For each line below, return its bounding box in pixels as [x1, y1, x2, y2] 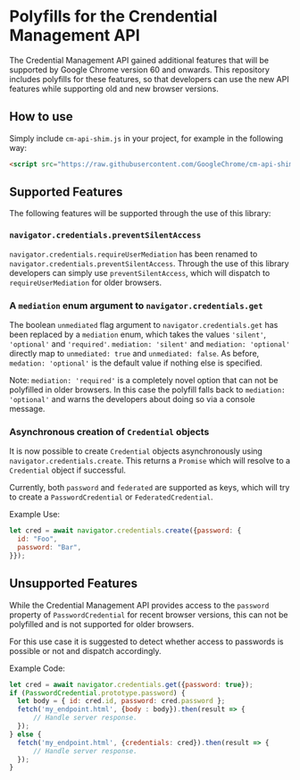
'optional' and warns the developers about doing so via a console [9, 394, 256, 405]
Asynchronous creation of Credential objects [9, 425, 210, 438]
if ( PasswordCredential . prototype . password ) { [9, 688, 186, 698]
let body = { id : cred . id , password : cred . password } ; [17, 697, 226, 706]
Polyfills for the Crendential [9, 6, 218, 27]
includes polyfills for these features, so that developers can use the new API [9, 73, 289, 84]
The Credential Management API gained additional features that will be [9, 55, 270, 65]
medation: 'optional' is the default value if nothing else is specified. [9, 357, 263, 368]
